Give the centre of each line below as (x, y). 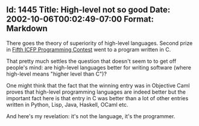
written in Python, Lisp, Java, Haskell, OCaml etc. (67, 104)
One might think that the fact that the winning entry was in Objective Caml (98, 85)
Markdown (27, 28)
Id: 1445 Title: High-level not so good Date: (88, 10)
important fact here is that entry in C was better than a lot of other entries (97, 98)
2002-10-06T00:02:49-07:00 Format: (80, 19)
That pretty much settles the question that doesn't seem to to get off (91, 61)
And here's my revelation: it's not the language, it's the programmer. (91, 116)
